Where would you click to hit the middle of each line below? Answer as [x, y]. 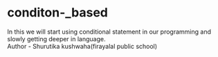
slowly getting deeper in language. [56, 38]
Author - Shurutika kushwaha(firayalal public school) [82, 46]
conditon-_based [58, 13]
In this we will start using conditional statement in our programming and [109, 32]
